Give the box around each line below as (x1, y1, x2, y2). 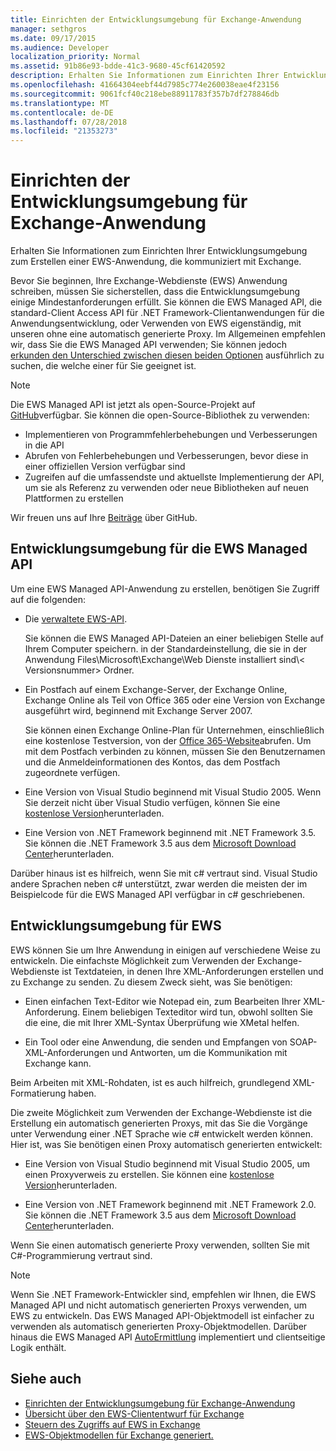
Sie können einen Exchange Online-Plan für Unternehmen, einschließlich (24, 724, 325, 736)
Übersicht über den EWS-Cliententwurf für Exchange (24, 1407, 245, 1420)
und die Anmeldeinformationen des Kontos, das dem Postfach (24, 756, 281, 768)
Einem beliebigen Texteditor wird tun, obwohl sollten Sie (82, 1006, 313, 1018)
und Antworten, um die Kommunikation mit (111, 1046, 288, 1058)
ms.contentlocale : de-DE (10, 107, 114, 118)
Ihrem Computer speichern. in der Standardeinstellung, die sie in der (24, 642, 308, 655)
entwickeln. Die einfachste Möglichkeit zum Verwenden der (10, 954, 256, 966)
